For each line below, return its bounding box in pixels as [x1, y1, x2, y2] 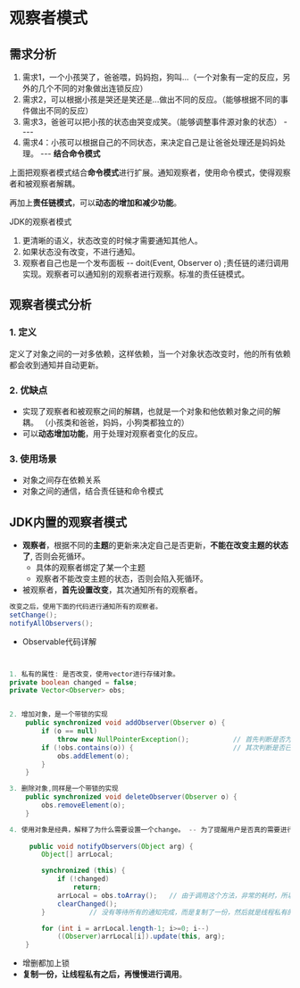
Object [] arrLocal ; [41, 850, 114, 859]
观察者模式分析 [9, 297, 92, 312]
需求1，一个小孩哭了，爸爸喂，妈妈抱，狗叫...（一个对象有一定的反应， [21, 72, 283, 82]
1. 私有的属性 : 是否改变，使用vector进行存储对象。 [9, 669, 180, 678]
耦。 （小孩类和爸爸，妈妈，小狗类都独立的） [21, 417, 189, 428]
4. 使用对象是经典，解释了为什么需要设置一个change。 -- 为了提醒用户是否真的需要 [9, 825, 281, 834]
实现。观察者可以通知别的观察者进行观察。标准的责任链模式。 [21, 269, 250, 279]
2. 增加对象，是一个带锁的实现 [9, 710, 109, 719]
